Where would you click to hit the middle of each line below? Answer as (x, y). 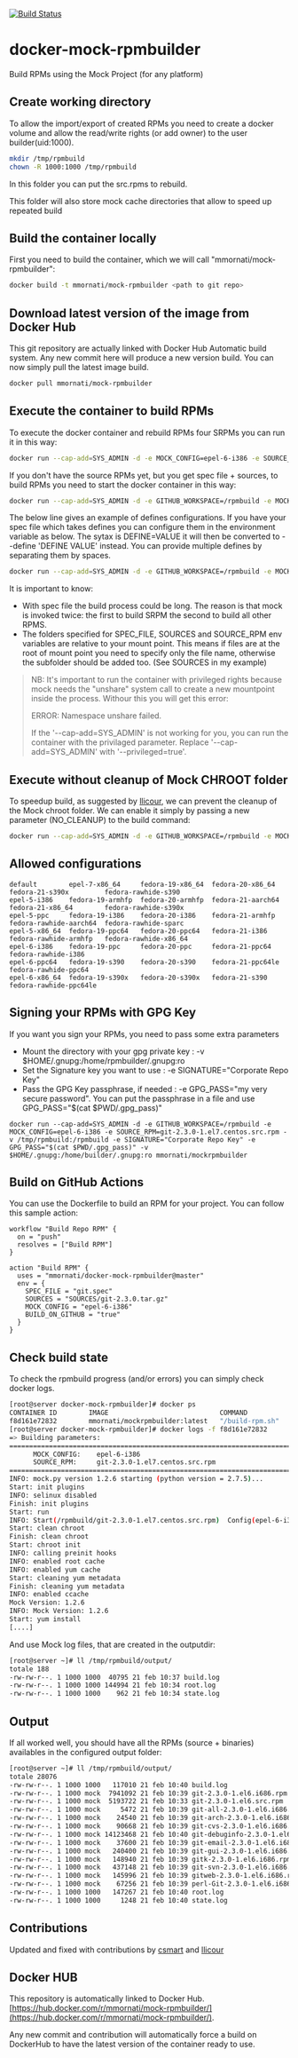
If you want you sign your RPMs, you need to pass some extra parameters (144, 1033)
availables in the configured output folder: (86, 1752)
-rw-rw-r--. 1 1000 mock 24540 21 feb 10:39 (99, 1818)
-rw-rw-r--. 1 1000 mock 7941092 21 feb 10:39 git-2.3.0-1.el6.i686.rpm (149, 1793)
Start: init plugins (47, 1487)
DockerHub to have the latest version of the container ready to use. (132, 2044)
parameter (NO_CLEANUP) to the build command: (100, 820)
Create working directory (80, 102)
